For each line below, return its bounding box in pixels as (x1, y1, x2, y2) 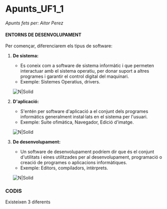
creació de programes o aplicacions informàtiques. (20, 160, 127, 166)
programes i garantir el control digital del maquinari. (20, 73, 129, 79)
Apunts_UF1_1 (5, 3, 64, 15)
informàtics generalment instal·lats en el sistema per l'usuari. (20, 114, 148, 120)
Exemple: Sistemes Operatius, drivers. (20, 79, 100, 85)
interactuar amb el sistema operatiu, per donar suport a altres (20, 68, 149, 74)
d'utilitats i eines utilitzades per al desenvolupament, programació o (20, 154, 162, 160)
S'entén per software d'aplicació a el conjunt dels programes (20, 108, 149, 114)
